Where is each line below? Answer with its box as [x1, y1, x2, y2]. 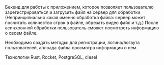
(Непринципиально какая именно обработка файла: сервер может [5, 15, 146, 20]
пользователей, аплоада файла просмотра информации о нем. [5, 45, 137, 50]
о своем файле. [5, 30, 38, 36]
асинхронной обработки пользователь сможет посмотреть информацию [5, 25, 159, 31]
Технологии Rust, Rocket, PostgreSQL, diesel [5, 54, 97, 60]
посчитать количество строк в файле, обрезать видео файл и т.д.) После [5, 20, 159, 25]
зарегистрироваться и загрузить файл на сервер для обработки [5, 9, 140, 15]
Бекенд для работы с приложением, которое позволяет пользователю [5, 4, 154, 10]
